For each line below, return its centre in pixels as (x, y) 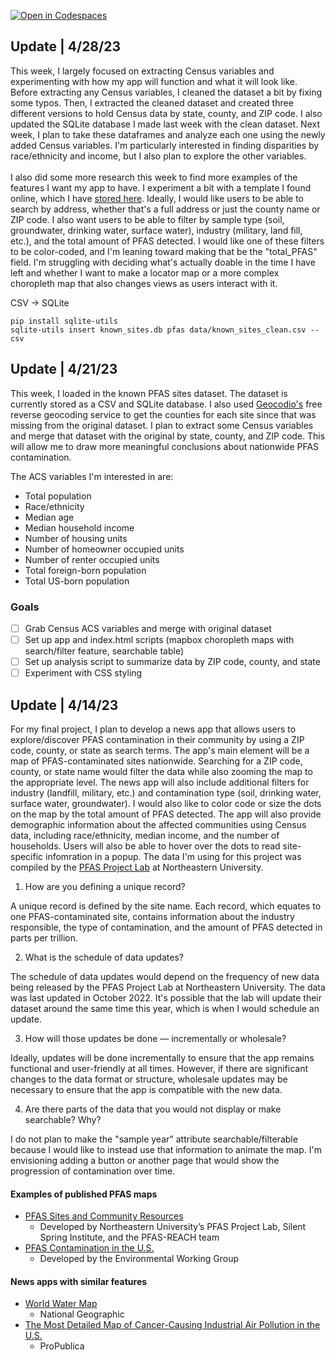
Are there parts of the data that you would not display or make (153, 1109)
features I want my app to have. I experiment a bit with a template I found (161, 187)
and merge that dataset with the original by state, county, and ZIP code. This (168, 436)
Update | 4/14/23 (64, 705)
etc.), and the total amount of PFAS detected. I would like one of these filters (167, 241)
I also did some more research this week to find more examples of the (154, 177)
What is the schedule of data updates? (104, 957)
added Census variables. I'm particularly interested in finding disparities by (165, 145)
